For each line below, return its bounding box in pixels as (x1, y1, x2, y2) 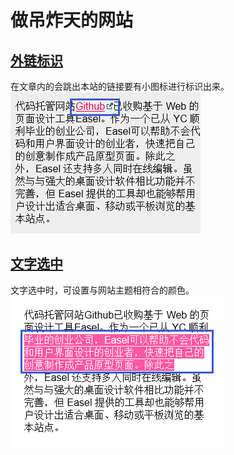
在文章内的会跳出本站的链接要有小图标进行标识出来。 (10, 81, 230, 92)
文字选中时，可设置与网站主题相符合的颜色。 (10, 284, 195, 296)
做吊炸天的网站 (10, 9, 134, 32)
